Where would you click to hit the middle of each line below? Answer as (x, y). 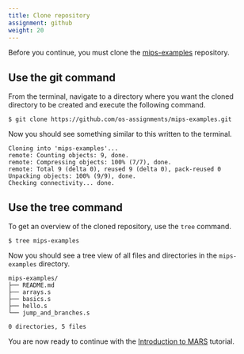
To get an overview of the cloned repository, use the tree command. (120, 226)
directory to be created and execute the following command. (107, 105)
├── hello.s (28, 306)
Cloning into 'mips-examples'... (63, 149)
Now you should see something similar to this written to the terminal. (120, 134)
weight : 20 (26, 30)
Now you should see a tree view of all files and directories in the (113, 255)
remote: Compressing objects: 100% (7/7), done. (90, 163)
